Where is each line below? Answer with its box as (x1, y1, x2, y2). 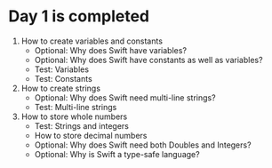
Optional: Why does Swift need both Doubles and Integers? (34, 140, 252, 150)
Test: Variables (34, 64, 90, 75)
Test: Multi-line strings (34, 101, 117, 112)
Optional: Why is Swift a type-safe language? (34, 148, 201, 159)
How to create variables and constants (20, 36, 164, 46)
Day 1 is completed (8, 6, 150, 27)
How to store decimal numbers (34, 130, 148, 140)
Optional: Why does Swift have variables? (34, 44, 188, 55)
